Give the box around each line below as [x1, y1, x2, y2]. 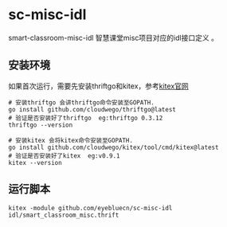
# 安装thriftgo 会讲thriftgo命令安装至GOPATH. [8, 98, 155, 107]
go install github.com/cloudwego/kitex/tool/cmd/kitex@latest [8, 143, 219, 151]
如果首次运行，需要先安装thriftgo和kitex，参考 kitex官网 [8, 81, 189, 91]
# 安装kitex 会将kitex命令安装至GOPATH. [8, 136, 134, 144]
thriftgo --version [8, 121, 73, 129]
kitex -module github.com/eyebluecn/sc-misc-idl [8, 204, 173, 212]
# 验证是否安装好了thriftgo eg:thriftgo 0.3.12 [8, 114, 163, 122]
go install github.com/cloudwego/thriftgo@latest [8, 105, 177, 113]
